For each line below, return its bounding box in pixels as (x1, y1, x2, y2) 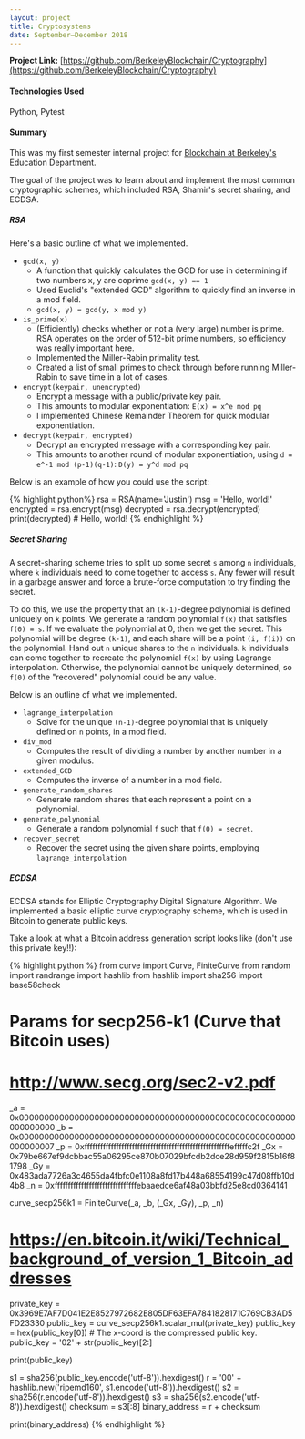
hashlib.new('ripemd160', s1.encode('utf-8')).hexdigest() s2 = (9, 1382, 239, 1393)
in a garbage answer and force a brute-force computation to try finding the (9, 576, 290, 587)
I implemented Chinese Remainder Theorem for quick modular (36, 410, 270, 421)
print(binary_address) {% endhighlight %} (9, 1418, 166, 1430)
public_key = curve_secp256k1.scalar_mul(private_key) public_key (46, 1317, 296, 1328)
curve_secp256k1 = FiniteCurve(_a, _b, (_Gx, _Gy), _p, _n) (9, 1197, 225, 1208)
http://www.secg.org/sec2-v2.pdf (9, 1072, 276, 1093)
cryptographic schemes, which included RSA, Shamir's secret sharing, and (9, 184, 290, 195)
